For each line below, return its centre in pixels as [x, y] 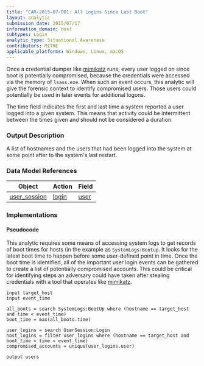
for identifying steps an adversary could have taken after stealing [88, 275]
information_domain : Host [39, 29]
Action [63, 186]
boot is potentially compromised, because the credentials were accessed [98, 75]
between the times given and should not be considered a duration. [90, 119]
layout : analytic [28, 18]
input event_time [28, 298]
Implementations [32, 215]
